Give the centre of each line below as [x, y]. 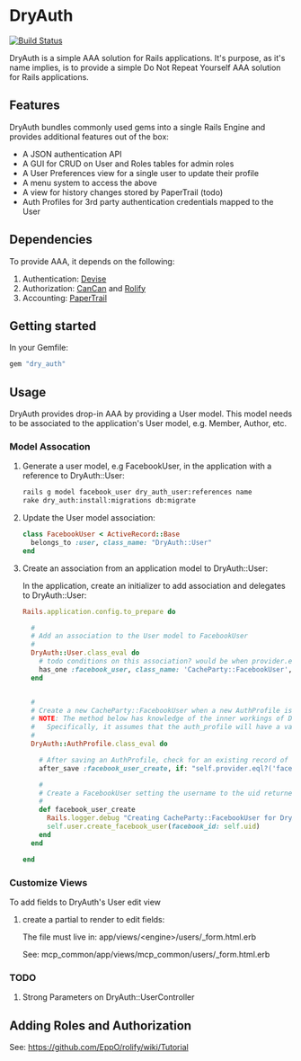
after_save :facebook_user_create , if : [114, 768]
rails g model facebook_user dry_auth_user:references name [137, 492]
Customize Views [49, 882]
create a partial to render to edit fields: [93, 919]
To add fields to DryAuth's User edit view [85, 902]
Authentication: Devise [64, 279]
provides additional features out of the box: [89, 137]
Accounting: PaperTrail [65, 298]
